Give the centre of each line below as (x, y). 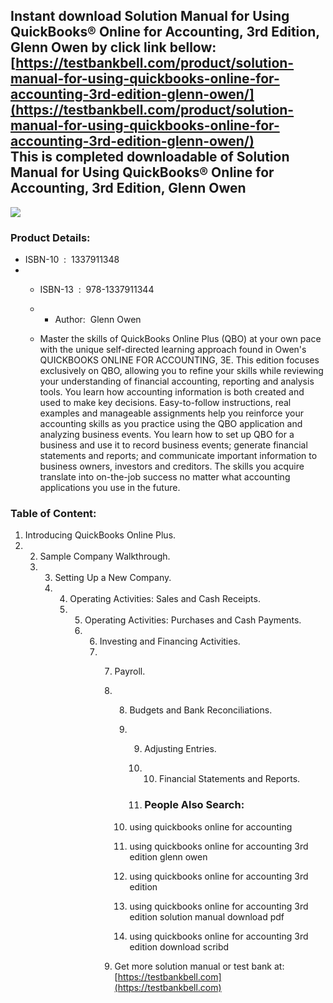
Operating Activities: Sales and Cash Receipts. (165, 599)
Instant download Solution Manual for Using (150, 16)
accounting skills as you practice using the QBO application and (171, 424)
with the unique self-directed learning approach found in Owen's (173, 350)
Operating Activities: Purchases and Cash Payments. (193, 620)
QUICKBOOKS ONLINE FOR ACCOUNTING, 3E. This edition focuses (179, 360)
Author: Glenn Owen (98, 320)
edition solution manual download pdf (207, 916)
